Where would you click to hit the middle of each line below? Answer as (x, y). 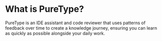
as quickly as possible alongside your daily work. (55, 33)
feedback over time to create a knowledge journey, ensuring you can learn (81, 28)
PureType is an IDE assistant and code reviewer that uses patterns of (75, 23)
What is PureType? (45, 9)
